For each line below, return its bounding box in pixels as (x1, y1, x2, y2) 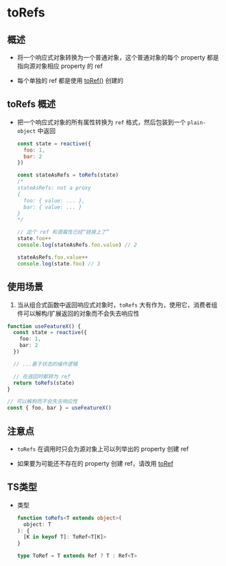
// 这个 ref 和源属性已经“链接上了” (16, 228, 110, 236)
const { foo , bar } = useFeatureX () (7, 405, 112, 412)
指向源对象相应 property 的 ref (16, 62, 103, 70)
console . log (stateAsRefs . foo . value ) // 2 (16, 241, 138, 248)
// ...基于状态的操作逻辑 (13, 360, 78, 368)
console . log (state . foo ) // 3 (16, 260, 101, 267)
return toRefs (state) (13, 379, 75, 386)
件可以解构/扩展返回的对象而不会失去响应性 (16, 309, 140, 317)
